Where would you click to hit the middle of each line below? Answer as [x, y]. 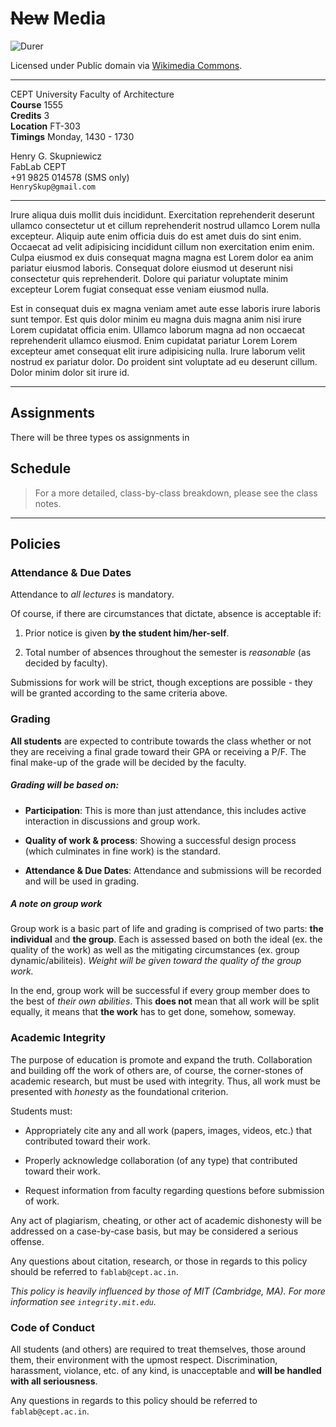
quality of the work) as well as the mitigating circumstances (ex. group [155, 950]
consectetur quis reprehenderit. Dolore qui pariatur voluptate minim [149, 278]
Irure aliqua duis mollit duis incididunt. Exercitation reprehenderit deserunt [162, 214]
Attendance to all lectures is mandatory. [92, 594]
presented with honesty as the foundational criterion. [119, 1091]
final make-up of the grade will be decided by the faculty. [128, 762]
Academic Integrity [58, 1038]
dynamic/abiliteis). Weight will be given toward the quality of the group [156, 961]
